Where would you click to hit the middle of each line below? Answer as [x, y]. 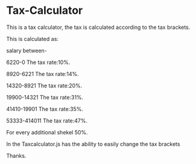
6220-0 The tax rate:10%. [38, 62]
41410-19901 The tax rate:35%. [45, 109]
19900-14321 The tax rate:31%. [45, 97]
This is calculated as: [33, 39]
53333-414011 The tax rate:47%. [47, 121]
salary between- [27, 50]
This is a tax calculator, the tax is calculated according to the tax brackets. [98, 27]
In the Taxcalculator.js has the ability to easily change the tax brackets [93, 144]
